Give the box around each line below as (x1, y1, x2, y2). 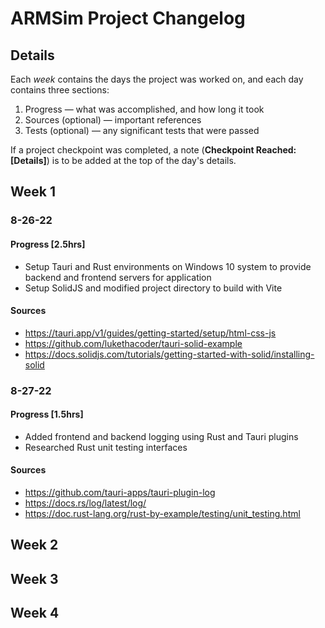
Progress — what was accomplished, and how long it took (24, 103, 265, 115)
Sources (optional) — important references (24, 114, 202, 126)
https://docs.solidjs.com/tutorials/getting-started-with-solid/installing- (24, 348, 315, 360)
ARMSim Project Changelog (10, 7, 246, 30)
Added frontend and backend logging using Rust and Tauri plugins (24, 430, 299, 442)
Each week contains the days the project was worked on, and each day (10, 73, 304, 85)
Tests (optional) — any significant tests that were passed (24, 125, 260, 136)
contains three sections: (10, 84, 110, 96)
